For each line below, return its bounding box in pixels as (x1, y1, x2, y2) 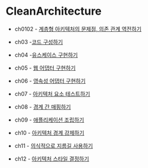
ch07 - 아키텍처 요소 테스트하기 (14, 90, 91, 97)
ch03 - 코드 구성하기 (14, 38, 64, 45)
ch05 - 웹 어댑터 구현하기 (14, 64, 76, 71)
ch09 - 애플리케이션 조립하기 (14, 116, 84, 123)
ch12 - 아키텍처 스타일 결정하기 (14, 155, 89, 163)
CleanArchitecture (6, 4, 102, 18)
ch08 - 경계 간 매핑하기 (14, 103, 71, 111)
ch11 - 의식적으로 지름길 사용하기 (14, 142, 93, 149)
